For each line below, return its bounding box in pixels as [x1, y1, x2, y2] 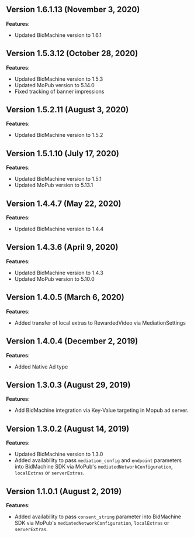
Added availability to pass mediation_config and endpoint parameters [14, 457, 182, 464]
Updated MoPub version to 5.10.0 [14, 275, 95, 283]
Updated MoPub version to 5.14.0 [14, 81, 95, 88]
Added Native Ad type [14, 363, 68, 370]
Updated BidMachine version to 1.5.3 [14, 75, 103, 82]
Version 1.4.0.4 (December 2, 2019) [6, 336, 138, 346]
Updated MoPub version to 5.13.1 [14, 181, 93, 189]
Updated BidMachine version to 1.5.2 [14, 132, 103, 139]
